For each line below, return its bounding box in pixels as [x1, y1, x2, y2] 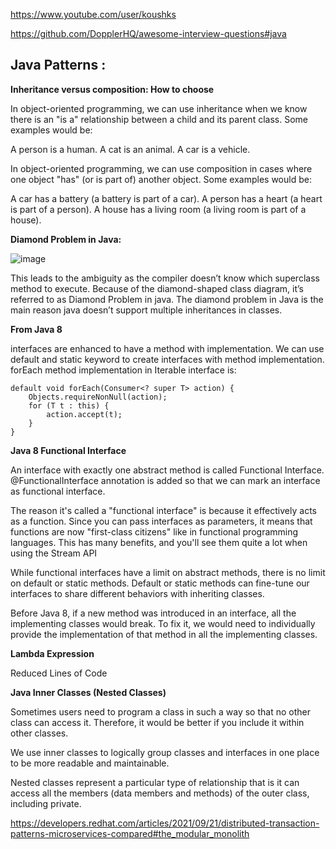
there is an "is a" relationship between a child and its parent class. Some [10, 113, 308, 125]
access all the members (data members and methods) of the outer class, [10, 787, 310, 799]
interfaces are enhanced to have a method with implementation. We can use [10, 342, 325, 354]
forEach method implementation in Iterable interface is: [10, 364, 237, 376]
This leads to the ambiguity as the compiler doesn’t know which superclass [10, 272, 320, 284]
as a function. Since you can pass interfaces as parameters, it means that [10, 515, 313, 527]
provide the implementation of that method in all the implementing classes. [10, 628, 318, 640]
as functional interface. [10, 485, 106, 497]
